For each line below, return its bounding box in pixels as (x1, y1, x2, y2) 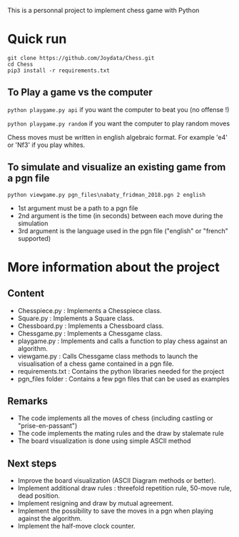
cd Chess (7, 61, 34, 68)
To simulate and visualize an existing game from (7, 161, 226, 173)
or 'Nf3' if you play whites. (7, 140, 86, 149)
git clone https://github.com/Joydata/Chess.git (7, 54, 155, 61)
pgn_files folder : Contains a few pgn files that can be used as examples (17, 374, 230, 383)
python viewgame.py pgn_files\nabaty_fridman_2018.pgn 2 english (7, 191, 205, 198)
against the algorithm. (17, 514, 82, 523)
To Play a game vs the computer (7, 86, 153, 98)
